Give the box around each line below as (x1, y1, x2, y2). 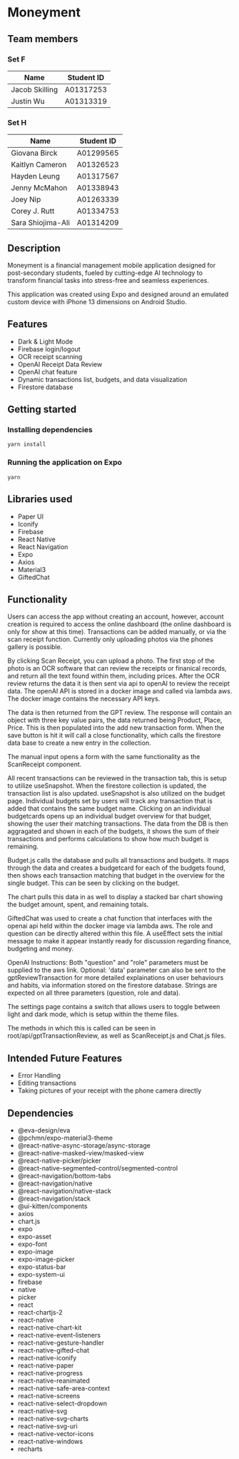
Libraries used (7, 493, 73, 506)
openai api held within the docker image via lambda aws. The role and (7, 922, 213, 931)
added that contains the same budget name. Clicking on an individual (7, 804, 211, 813)
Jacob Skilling (11, 84, 59, 94)
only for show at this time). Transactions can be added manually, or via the (7, 628, 227, 636)
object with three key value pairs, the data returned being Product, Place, (7, 716, 223, 725)
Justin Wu (11, 96, 45, 106)
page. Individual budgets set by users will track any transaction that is (7, 797, 213, 806)
